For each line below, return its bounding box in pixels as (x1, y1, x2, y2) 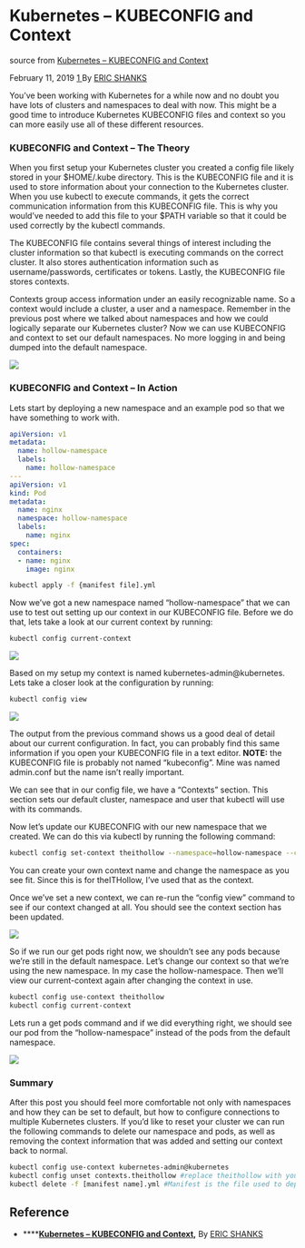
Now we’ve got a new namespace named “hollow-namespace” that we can (9, 597, 290, 608)
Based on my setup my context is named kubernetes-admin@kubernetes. (9, 668, 286, 679)
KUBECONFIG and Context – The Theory (9, 142, 191, 154)
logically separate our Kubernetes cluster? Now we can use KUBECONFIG (9, 323, 286, 334)
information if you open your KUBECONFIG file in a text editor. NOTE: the (9, 748, 282, 759)
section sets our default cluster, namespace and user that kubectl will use (9, 794, 285, 805)
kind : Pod (9, 488, 47, 497)
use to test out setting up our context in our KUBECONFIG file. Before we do (9, 607, 293, 618)
